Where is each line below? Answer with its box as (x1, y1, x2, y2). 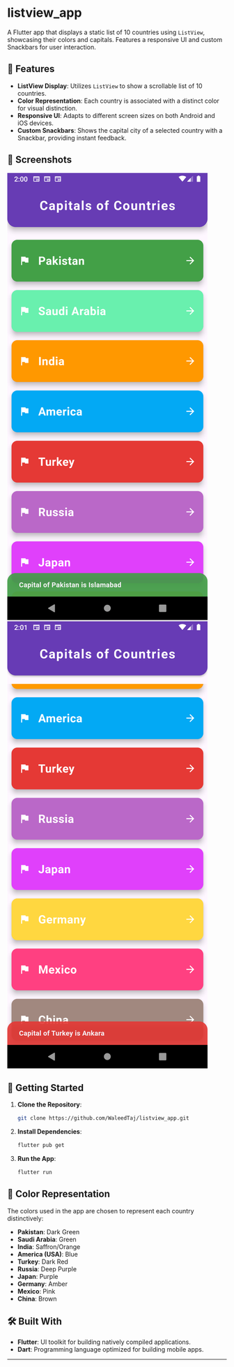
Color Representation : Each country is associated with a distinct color (17, 96, 219, 105)
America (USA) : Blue (17, 1250, 78, 1258)
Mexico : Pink (17, 1287, 56, 1295)
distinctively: (7, 1214, 44, 1222)
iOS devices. (17, 119, 54, 127)
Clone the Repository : (17, 1100, 82, 1109)
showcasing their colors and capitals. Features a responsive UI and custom (7, 35, 223, 43)
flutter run (17, 1169, 52, 1176)
